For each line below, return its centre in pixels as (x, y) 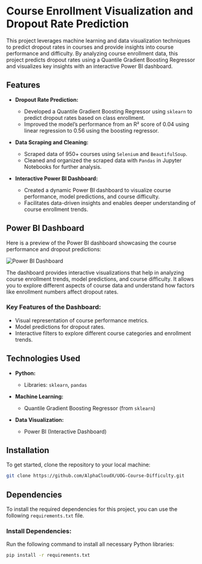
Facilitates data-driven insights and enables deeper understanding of (110, 202)
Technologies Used (43, 359)
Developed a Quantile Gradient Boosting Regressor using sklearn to (108, 111)
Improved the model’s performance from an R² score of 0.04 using (106, 124)
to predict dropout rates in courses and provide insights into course (90, 47)
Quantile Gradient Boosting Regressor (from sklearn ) (90, 408)
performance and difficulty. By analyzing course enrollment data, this (92, 53)
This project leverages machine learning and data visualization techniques (99, 40)
